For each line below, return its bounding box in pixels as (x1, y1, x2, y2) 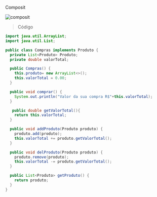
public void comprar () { (10, 89, 62, 94)
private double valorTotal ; (10, 57, 69, 62)
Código (17, 24, 33, 30)
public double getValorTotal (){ (12, 108, 81, 113)
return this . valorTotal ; (14, 112, 67, 118)
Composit (5, 5, 26, 10)
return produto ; (14, 178, 49, 183)
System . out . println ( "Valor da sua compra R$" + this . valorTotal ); (14, 94, 153, 99)
